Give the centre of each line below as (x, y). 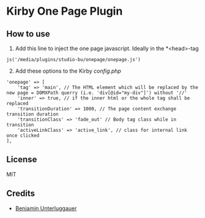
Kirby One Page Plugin (65, 11)
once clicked (23, 136)
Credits (21, 194)
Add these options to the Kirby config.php (68, 71)
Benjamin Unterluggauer (46, 208)
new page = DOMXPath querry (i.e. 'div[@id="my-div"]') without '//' (97, 93)
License (22, 160)
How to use (28, 34)
